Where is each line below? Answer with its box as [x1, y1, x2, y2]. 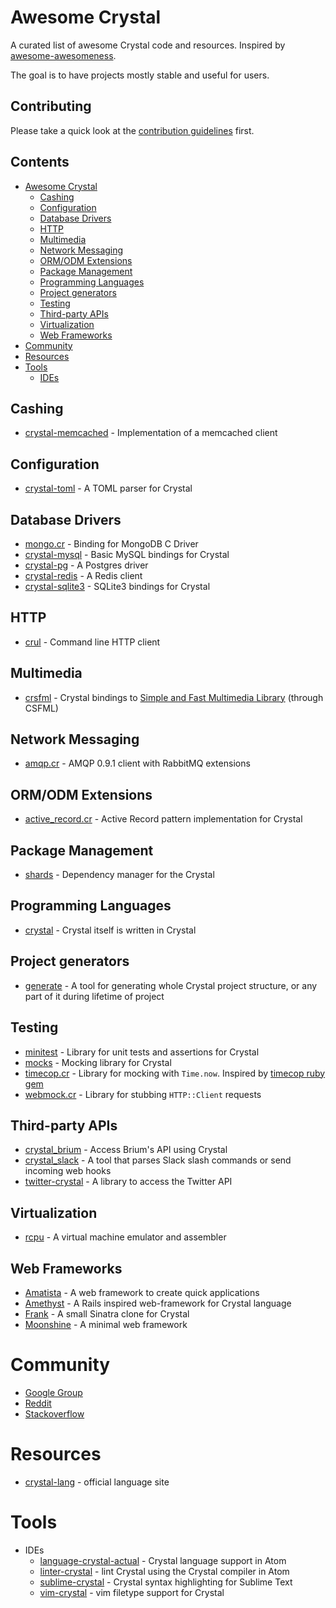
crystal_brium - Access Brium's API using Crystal [24, 1144, 228, 1156]
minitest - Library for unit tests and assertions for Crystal [24, 1046, 260, 1058]
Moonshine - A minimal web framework [24, 1318, 188, 1330]
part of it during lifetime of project [24, 990, 165, 1002]
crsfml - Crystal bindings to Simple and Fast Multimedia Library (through [24, 691, 324, 703]
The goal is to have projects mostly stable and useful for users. [10, 69, 270, 81]
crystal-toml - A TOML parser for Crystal [24, 482, 193, 495]
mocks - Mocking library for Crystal [24, 1056, 172, 1068]
